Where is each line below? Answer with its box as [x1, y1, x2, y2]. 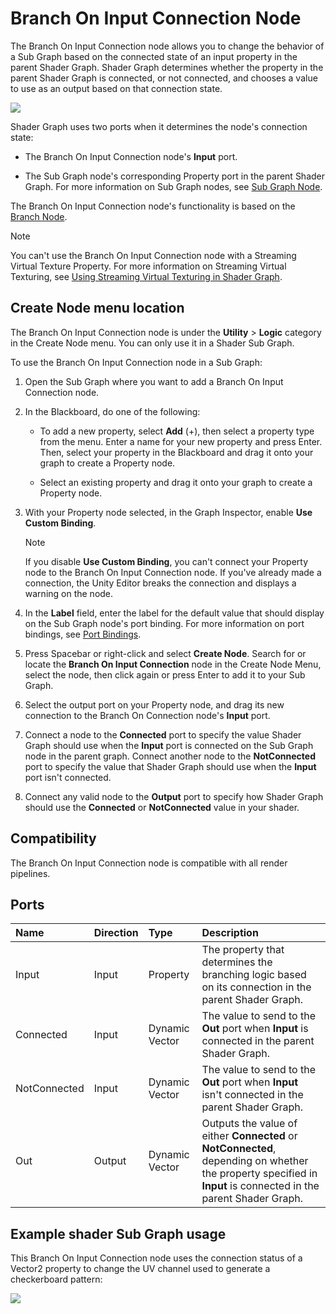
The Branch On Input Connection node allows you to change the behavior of [10, 40, 325, 52]
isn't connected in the [201, 1088, 304, 1102]
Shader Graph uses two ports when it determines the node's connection [10, 120, 308, 132]
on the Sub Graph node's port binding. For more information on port [24, 617, 305, 629]
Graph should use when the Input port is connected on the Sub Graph [24, 739, 314, 751]
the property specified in [201, 1167, 318, 1181]
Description [201, 926, 259, 940]
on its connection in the [201, 980, 312, 994]
